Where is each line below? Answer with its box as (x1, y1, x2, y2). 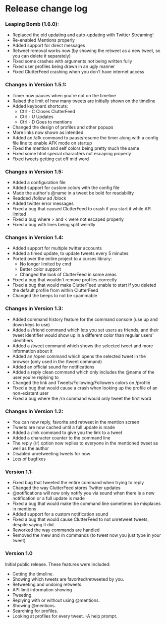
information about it (12, 348, 53, 354)
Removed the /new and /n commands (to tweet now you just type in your (12, 532, 161, 538)
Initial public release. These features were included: (5, 561, 111, 567)
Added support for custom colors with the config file (12, 185, 120, 191)
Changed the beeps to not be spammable (12, 293, 98, 299)
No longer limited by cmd (19, 261, 71, 267)
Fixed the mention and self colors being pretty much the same (12, 145, 140, 151)
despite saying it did (12, 522, 54, 528)
